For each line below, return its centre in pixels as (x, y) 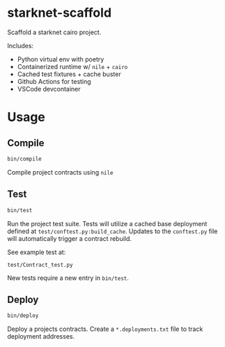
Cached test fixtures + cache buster (69, 74)
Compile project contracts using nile (60, 172)
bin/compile (24, 158)
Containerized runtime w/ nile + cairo (72, 66)
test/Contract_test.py (40, 265)
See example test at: (37, 252)
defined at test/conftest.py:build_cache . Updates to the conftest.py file (113, 231)
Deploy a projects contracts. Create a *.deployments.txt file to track (105, 329)
